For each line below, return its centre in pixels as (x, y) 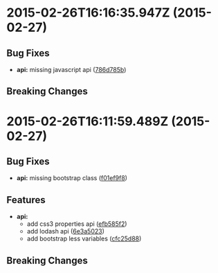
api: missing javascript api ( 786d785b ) (71, 70)
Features (26, 200)
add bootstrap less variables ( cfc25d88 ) (84, 239)
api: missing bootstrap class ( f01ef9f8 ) (72, 178)
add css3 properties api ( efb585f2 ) (77, 224)
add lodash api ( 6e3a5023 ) (66, 231)
